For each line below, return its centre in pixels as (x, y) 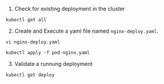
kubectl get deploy (30, 75)
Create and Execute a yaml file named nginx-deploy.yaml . (86, 31)
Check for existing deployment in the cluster (70, 9)
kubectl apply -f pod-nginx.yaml (48, 53)
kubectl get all (26, 20)
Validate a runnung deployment (54, 64)
